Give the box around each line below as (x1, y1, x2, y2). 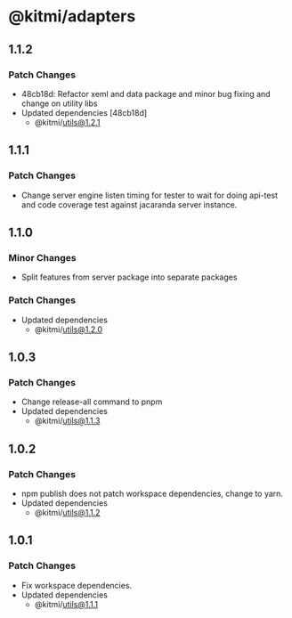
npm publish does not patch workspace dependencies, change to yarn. (20, 488, 284, 499)
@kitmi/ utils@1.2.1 (34, 117, 101, 127)
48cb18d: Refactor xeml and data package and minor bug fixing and (20, 88, 271, 99)
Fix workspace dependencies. (20, 580, 133, 590)
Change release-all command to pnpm (20, 396, 163, 407)
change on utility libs (20, 98, 98, 109)
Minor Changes (8, 251, 77, 264)
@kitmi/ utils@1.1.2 (34, 507, 101, 517)
